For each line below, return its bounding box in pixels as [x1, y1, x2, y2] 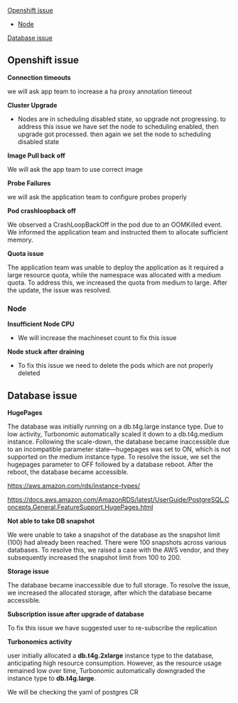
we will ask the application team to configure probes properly [7, 193, 187, 201]
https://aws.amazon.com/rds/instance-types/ [7, 481, 141, 490]
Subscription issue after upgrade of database [7, 610, 144, 618]
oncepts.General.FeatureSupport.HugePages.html [7, 503, 153, 511]
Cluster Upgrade [7, 101, 58, 109]
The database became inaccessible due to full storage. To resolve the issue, [7, 580, 231, 589]
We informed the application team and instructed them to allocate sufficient [7, 227, 229, 236]
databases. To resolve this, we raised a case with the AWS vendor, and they [7, 545, 229, 554]
